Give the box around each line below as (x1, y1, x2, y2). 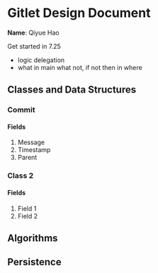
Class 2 (7, 171, 34, 181)
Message (17, 138, 45, 146)
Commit (7, 105, 35, 115)
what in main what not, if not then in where (17, 63, 143, 71)
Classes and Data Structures (7, 83, 137, 96)
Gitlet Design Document (7, 5, 151, 21)
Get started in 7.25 (7, 42, 62, 50)
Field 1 (17, 204, 37, 213)
